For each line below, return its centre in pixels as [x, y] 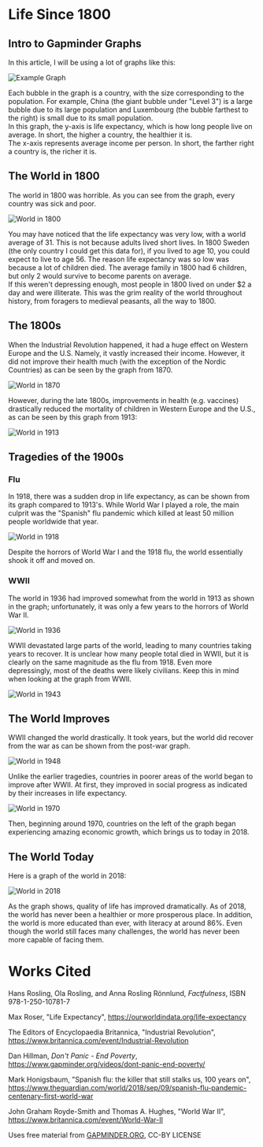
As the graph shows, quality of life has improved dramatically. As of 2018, [127, 906]
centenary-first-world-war [51, 1097]
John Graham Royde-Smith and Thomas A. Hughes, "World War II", [117, 1112]
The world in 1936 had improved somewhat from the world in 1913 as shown [131, 598]
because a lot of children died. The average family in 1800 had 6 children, [128, 267]
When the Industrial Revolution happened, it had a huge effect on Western [128, 345]
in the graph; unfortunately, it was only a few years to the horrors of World [128, 606]
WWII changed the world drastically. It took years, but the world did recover [131, 738]
